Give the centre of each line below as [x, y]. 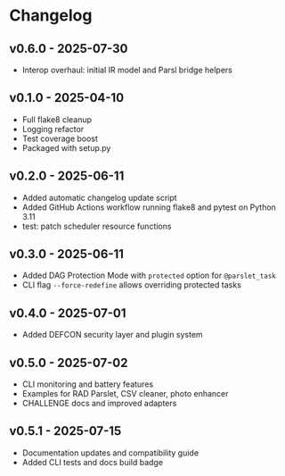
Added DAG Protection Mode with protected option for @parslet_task [149, 276]
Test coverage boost [60, 138]
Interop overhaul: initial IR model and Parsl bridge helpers [127, 70]
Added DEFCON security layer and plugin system [112, 335]
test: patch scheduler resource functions [97, 226]
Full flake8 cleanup [57, 119]
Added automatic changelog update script [99, 197]
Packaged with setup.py [66, 147]
